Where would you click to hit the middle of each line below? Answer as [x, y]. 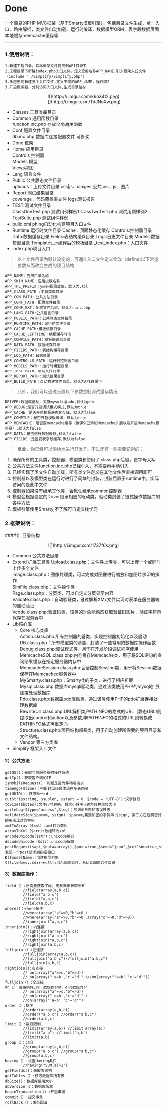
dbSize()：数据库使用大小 [29, 1081]
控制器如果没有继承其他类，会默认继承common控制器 [67, 491]
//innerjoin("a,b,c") [45, 922]
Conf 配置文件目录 [31, 130]
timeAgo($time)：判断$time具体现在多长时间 [47, 788]
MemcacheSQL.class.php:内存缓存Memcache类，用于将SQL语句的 [88, 655]
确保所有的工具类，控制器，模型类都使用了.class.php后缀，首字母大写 [84, 460]
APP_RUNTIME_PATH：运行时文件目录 [38, 324]
